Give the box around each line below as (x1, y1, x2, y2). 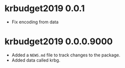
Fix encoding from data (11, 19, 59, 25)
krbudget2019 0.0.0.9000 (4, 36, 113, 47)
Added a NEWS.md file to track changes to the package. (11, 52, 121, 58)
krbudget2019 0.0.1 (4, 3, 85, 14)
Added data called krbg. (11, 57, 61, 63)
